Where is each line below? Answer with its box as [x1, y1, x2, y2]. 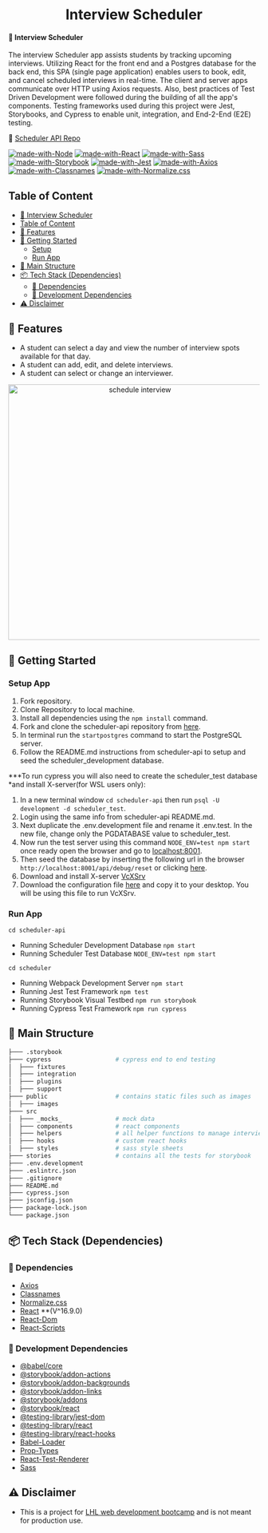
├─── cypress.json [8, 1189, 69, 1197]
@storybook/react [19, 1403, 80, 1412]
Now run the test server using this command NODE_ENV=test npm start [19, 837, 250, 847]
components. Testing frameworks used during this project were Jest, [8, 101, 235, 111]
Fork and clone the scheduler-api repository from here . [19, 721, 201, 731]
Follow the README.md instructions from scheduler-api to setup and [19, 747, 246, 756]
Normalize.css [19, 1297, 68, 1307]
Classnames [19, 1289, 61, 1298]
